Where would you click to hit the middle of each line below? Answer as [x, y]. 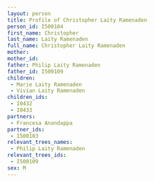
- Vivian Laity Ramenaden [48, 91]
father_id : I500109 [35, 71]
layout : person [29, 13]
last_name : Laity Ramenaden [48, 39]
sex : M [17, 168]
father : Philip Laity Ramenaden [54, 65]
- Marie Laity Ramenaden [46, 84]
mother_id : [23, 59]
